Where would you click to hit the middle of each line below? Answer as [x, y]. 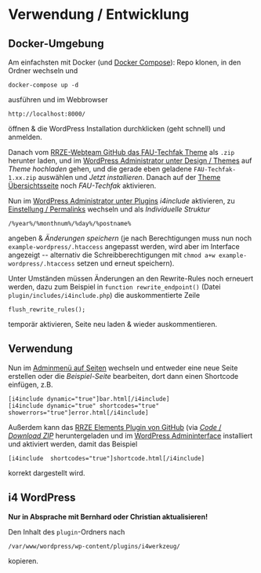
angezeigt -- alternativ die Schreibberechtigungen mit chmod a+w [112, 255]
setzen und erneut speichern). [125, 263]
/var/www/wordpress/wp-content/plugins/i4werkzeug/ [94, 546]
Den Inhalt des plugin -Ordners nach [67, 531]
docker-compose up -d [43, 85]
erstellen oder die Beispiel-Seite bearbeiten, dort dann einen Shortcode [123, 376]
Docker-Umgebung [56, 44]
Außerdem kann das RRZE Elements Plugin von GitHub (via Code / [115, 427]
